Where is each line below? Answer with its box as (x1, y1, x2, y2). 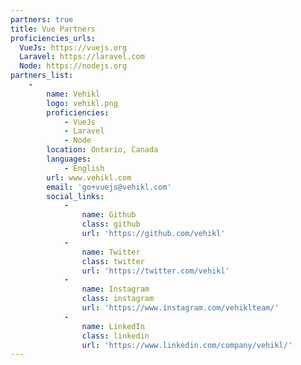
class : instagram (81, 294, 155, 304)
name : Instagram (81, 284, 150, 295)
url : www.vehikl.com (46, 172, 132, 183)
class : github (81, 219, 141, 230)
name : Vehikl (46, 89, 101, 99)
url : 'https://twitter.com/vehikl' (81, 266, 230, 276)
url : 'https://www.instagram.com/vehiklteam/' (81, 303, 280, 313)
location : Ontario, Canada (46, 145, 159, 155)
